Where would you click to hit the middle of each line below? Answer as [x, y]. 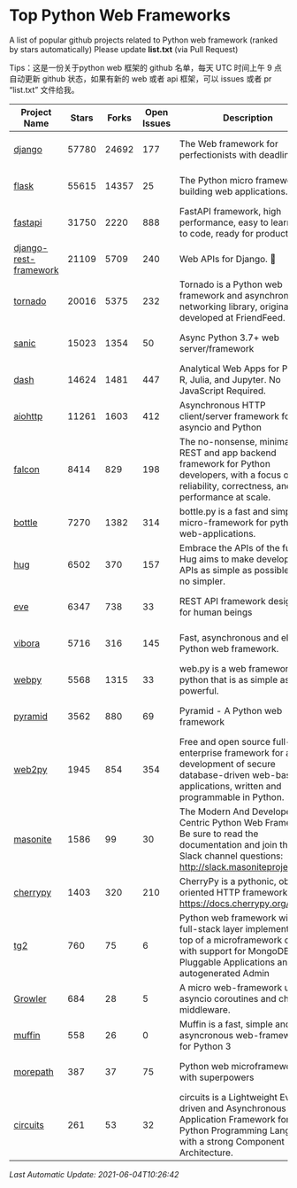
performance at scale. [225, 497]
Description [248, 118]
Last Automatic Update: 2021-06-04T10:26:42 [94, 1174]
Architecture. [206, 1153]
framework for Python [225, 463]
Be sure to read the [219, 834]
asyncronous [207, 1035]
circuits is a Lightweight [229, 1097]
